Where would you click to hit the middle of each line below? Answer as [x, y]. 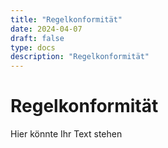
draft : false [37, 38]
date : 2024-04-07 [46, 29]
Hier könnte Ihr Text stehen [66, 134]
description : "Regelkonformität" [80, 57]
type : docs [33, 47]
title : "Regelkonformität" [66, 19]
